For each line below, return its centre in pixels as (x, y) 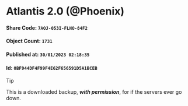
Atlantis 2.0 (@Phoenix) (65, 11)
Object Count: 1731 (29, 41)
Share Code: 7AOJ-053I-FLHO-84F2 (47, 27)
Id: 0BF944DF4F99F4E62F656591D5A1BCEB (52, 68)
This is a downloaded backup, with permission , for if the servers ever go (94, 92)
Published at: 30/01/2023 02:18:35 (48, 54)
